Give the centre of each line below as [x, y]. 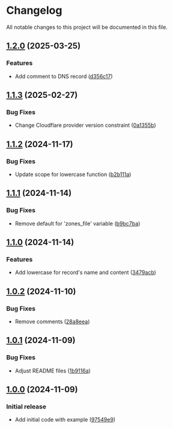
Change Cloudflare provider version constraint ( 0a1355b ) [85, 125]
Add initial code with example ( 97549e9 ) [65, 420]
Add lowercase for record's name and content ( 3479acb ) [85, 272]
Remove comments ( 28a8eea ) [52, 321]
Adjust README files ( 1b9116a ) [53, 371]
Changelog [34, 11]
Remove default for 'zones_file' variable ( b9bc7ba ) [77, 224]
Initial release [26, 407]
